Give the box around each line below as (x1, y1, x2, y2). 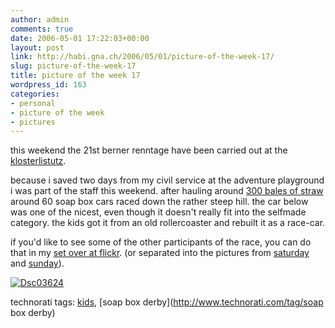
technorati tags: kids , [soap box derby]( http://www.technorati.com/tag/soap (10, 296, 324, 308)
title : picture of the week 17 (10, 71, 141, 81)
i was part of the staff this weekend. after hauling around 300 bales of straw (10, 185, 324, 197)
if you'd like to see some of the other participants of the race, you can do (10, 236, 312, 248)
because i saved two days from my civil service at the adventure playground (10, 174, 325, 186)
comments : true (10, 24, 74, 34)
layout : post (10, 42, 65, 53)
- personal (10, 98, 56, 108)
